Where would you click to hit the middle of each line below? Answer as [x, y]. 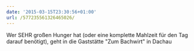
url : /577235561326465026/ [41, 18]
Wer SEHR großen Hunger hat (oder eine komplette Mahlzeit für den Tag [97, 35]
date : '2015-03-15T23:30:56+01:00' [52, 12]
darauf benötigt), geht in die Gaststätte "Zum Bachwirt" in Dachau [89, 41]
